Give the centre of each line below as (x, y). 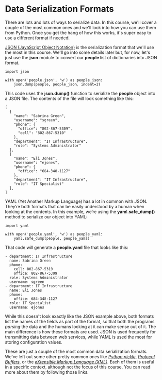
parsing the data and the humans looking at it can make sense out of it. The (81, 327)
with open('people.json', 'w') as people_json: (54, 80)
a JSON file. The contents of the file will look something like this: (69, 99)
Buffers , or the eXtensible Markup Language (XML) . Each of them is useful (80, 362)
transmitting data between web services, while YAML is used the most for (79, 337)
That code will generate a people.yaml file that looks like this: (67, 247)
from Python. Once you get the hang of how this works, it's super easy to (78, 33)
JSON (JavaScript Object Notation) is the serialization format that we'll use (80, 47)
